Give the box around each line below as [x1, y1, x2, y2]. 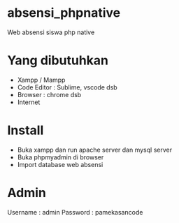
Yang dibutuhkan [7, 52, 108, 69]
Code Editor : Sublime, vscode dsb [17, 82, 117, 92]
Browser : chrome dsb [17, 90, 82, 99]
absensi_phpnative [7, 5, 121, 21]
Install [7, 122, 44, 138]
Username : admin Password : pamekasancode [7, 208, 143, 216]
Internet [17, 98, 41, 106]
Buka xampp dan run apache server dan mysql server [17, 145, 173, 154]
